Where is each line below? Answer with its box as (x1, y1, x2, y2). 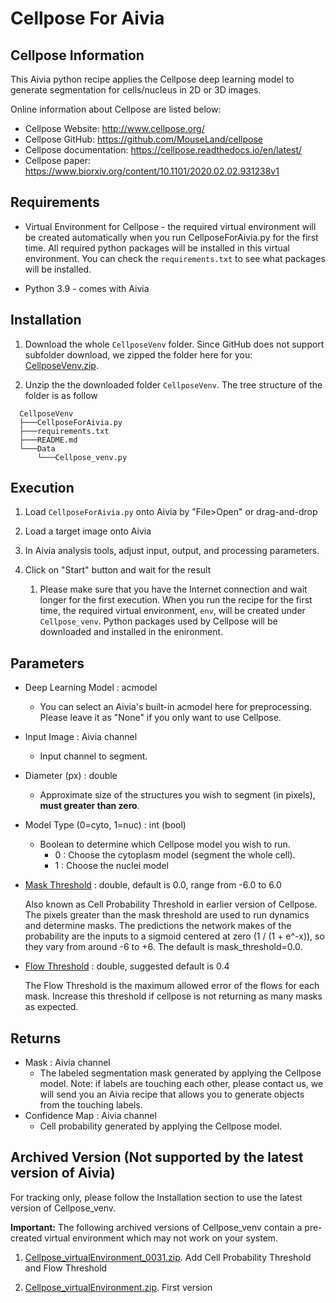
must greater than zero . (39, 800, 140, 812)
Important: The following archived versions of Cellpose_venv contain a (10, 1221, 303, 1233)
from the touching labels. (39, 1099, 143, 1111)
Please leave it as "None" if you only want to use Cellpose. (39, 712, 282, 724)
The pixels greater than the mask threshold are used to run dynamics (24, 909, 310, 921)
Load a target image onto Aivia (24, 525, 152, 537)
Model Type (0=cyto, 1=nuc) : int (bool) (24, 819, 187, 831)
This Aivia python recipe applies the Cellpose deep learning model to (10, 73, 295, 85)
